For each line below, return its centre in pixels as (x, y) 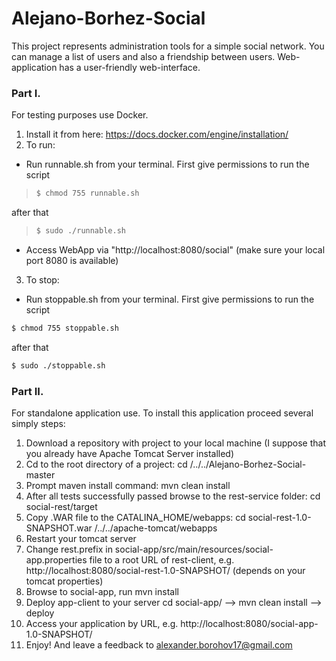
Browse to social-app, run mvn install (102, 592)
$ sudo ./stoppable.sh (58, 365)
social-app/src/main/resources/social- (194, 549)
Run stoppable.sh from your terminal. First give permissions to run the (170, 299)
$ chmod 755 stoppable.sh (65, 328)
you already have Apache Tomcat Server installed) (130, 454)
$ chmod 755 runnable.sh (87, 193)
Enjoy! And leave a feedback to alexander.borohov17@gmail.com (159, 645)
